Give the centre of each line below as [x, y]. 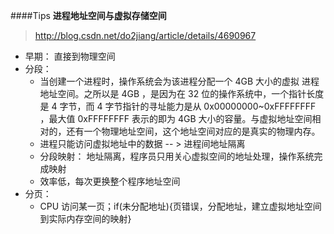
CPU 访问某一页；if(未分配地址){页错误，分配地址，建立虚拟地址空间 [180, 206]
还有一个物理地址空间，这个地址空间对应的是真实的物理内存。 [193, 131]
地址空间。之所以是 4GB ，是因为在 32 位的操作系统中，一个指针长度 [182, 93]
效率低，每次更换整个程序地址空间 [110, 181]
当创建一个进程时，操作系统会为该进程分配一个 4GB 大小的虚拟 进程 [179, 81]
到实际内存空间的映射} [85, 218]
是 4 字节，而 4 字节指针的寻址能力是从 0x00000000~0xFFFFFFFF [178, 106]
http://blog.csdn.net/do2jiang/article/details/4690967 [145, 35]
